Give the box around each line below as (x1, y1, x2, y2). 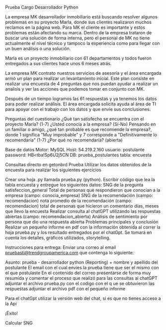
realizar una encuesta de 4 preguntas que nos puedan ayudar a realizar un (5, 81, 158, 87)
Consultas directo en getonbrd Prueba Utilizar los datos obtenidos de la (5, 162, 152, 167)
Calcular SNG (5, 320, 33, 326)
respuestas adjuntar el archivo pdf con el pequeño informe (5, 286, 126, 292)
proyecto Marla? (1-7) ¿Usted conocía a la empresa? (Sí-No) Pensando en (5, 121, 156, 127)
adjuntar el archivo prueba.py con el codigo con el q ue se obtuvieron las (5, 281, 155, 286)
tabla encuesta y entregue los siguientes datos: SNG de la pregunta (5, 182, 144, 188)
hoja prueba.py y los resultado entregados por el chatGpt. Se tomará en (5, 229, 153, 235)
